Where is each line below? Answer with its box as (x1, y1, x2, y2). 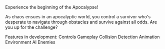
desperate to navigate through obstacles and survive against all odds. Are (5, 19, 157, 25)
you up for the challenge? (5, 24, 58, 30)
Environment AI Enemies (5, 39, 56, 45)
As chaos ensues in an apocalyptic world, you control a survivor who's (5, 14, 151, 19)
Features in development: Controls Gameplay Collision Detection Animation (5, 34, 160, 40)
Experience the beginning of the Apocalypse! (5, 4, 98, 10)
